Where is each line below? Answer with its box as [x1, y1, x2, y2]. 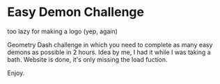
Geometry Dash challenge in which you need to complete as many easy [7, 40, 213, 49]
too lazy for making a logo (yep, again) [7, 27, 118, 35]
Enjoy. [7, 69, 25, 77]
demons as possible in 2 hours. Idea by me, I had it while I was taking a [7, 48, 211, 56]
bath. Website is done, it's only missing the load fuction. [7, 55, 168, 63]
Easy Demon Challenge [7, 4, 145, 20]
